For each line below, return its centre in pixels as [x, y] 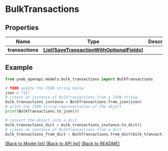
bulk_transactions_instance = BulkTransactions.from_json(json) [73, 102]
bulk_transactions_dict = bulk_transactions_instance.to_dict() [73, 125]
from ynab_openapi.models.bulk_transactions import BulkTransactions [79, 79]
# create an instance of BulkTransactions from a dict [63, 130]
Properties [22, 28]
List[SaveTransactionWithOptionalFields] [93, 50]
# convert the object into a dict [41, 120]
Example [19, 68]
